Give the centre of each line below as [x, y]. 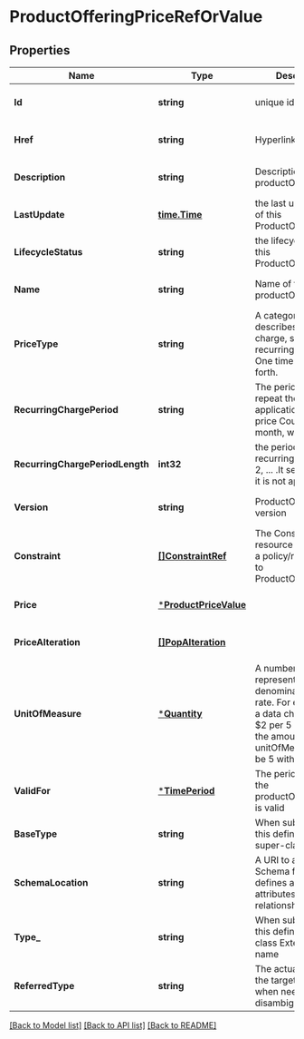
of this [268, 215]
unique [270, 102]
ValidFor [33, 791]
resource [274, 544]
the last [271, 203]
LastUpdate [39, 215]
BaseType [36, 834]
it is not [271, 481]
